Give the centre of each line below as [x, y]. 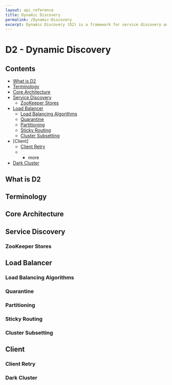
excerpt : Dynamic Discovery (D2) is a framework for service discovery [83, 24]
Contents [20, 69]
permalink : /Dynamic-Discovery [39, 20]
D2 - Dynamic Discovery [58, 50]
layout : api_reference [29, 10]
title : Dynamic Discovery [33, 15]
